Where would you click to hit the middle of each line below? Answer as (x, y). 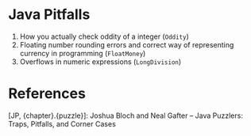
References (47, 94)
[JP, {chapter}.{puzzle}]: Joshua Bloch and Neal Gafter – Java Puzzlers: (126, 115)
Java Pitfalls (49, 15)
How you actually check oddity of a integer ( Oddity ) (104, 36)
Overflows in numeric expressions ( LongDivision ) (100, 62)
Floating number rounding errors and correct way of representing (127, 44)
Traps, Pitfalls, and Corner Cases (62, 123)
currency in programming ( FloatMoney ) (83, 53)
